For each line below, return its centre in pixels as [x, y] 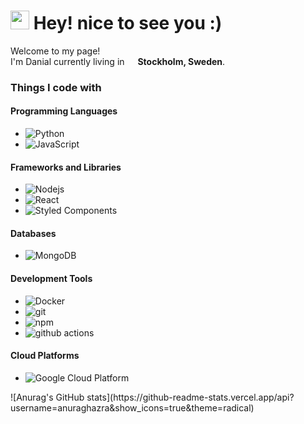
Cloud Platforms [45, 356]
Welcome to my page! [55, 51]
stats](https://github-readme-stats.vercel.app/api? [190, 397]
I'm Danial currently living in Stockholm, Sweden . [118, 61]
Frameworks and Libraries [66, 167]
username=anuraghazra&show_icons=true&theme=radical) [132, 407]
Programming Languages [64, 111]
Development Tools [51, 279]
